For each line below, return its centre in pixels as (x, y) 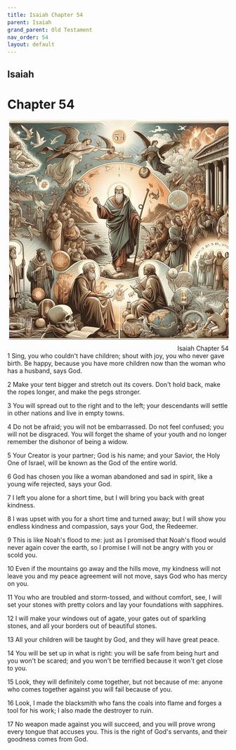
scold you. (22, 555)
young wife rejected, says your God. (60, 484)
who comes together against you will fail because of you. (90, 689)
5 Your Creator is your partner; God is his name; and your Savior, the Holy (114, 455)
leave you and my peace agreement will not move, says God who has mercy (117, 576)
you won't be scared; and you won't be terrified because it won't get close (115, 661)
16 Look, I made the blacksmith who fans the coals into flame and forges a (115, 703)
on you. (18, 584)
